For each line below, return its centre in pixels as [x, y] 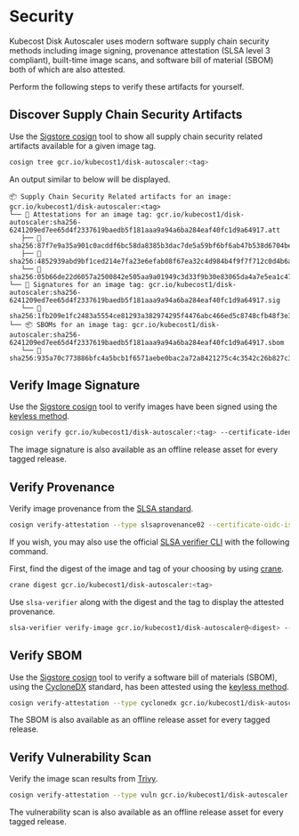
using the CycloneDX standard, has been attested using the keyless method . [149, 686]
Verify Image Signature [75, 385]
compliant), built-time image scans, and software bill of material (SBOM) [141, 60]
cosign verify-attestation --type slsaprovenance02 [107, 525]
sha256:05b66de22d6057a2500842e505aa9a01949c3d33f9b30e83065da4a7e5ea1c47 [151, 277]
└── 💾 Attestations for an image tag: [81, 214]
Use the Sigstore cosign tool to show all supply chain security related [136, 136]
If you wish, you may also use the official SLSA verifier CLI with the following [149, 542]
